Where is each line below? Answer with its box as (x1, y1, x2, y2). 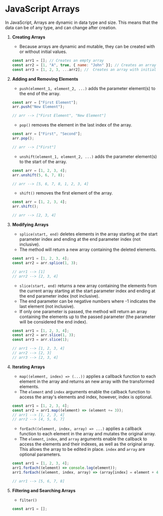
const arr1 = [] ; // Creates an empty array (12, 58, 104, 63)
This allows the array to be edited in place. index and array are (19, 446, 145, 452)
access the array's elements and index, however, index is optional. (19, 394, 153, 400)
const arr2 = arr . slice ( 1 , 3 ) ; (12, 333, 76, 338)
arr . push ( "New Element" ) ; (12, 105, 65, 109)
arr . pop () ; (12, 136, 35, 141)
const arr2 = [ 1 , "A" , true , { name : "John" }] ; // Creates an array (12, 62, 157, 68)
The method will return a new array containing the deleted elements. (19, 247, 157, 252)
